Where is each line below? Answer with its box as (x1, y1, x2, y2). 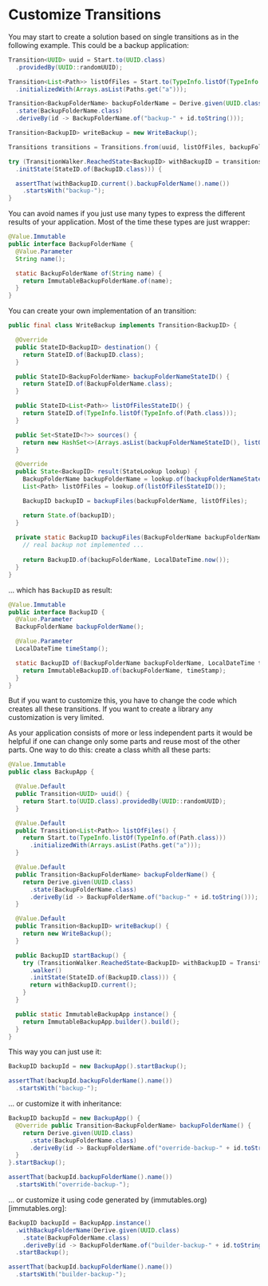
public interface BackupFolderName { (8, 240, 134, 248)
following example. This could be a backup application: (8, 40, 190, 49)
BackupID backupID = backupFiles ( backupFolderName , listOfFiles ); (22, 497, 248, 505)
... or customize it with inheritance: (8, 1099, 122, 1109)
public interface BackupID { (8, 608, 105, 616)
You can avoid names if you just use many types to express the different (8, 209, 246, 219)
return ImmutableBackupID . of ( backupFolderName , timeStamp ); (22, 667, 227, 675)
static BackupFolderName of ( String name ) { (15, 269, 162, 277)
